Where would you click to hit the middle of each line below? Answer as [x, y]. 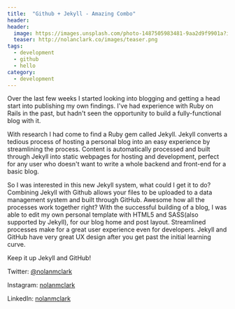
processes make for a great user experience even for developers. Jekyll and [117, 230]
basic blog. [23, 171]
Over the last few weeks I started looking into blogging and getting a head [114, 99]
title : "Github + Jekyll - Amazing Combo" [72, 14]
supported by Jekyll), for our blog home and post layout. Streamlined [107, 222]
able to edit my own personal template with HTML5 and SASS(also [103, 215]
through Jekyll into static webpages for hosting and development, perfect [113, 157]
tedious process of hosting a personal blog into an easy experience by [109, 142]
